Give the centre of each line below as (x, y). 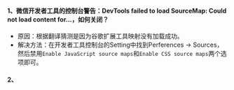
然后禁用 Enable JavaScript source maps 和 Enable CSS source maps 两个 (119, 54)
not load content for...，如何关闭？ (58, 19)
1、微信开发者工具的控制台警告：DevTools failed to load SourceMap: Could (117, 10)
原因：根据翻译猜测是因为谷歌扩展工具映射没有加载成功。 (100, 36)
